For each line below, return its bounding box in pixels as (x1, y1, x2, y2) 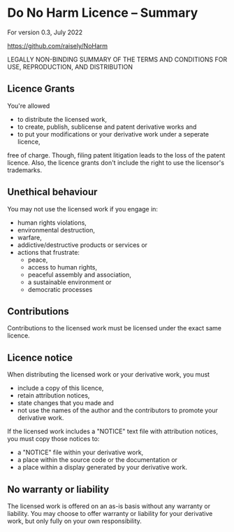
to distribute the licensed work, (17, 115, 107, 123)
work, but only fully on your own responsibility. (7, 517, 142, 525)
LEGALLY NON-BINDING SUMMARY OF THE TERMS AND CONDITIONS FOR (7, 55, 228, 64)
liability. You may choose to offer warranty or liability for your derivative (7, 510, 213, 517)
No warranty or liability (7, 483, 110, 495)
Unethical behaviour (7, 186, 98, 198)
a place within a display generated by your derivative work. (17, 463, 188, 472)
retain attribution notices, (17, 391, 90, 400)
